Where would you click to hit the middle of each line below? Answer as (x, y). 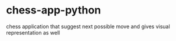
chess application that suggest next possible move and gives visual (88, 26)
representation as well (33, 32)
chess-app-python (54, 10)
